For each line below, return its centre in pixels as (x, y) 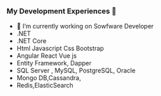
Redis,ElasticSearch (45, 86)
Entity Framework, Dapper (54, 63)
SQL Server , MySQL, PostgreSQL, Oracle (76, 71)
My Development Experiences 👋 (61, 11)
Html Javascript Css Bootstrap (60, 49)
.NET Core (31, 41)
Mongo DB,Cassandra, (49, 78)
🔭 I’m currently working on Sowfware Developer (85, 26)
